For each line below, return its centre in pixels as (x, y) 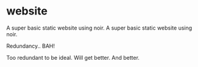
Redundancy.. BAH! (31, 46)
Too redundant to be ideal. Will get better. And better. (73, 57)
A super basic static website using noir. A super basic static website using (99, 28)
